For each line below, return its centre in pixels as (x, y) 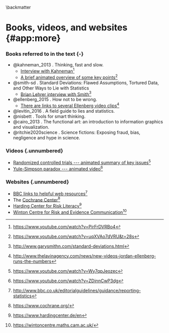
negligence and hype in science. (46, 138)
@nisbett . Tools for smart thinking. (49, 116)
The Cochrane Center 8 (37, 199)
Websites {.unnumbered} (37, 182)
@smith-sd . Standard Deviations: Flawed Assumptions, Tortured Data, (86, 82)
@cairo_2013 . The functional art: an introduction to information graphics (88, 122)
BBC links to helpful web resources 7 (50, 193)
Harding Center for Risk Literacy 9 (47, 205)
